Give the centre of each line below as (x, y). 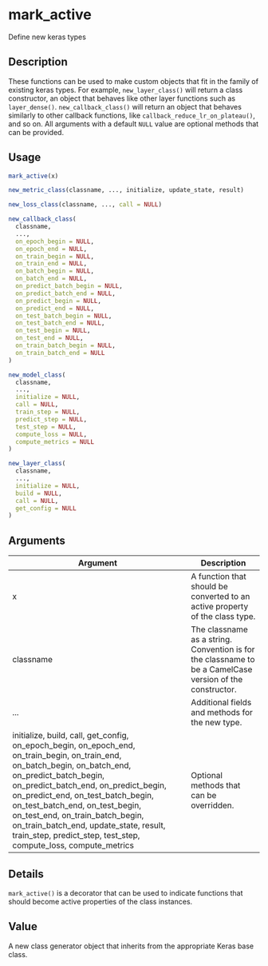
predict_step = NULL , (51, 419)
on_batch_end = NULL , (51, 279)
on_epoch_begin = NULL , (55, 241)
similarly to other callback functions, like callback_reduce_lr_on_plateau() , (132, 115)
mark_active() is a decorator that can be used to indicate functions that (126, 892)
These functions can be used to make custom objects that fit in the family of (134, 81)
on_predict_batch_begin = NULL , (69, 286)
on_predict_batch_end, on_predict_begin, (89, 785)
